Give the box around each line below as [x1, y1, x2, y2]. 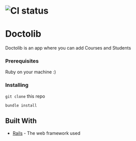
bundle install [5, 103, 37, 108]
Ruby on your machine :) [5, 69, 56, 75]
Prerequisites [5, 58, 39, 65]
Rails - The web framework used [12, 130, 81, 136]
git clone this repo [5, 93, 45, 99]
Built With [5, 117, 37, 125]
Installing [5, 81, 29, 88]
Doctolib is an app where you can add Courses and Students [5, 45, 131, 51]
